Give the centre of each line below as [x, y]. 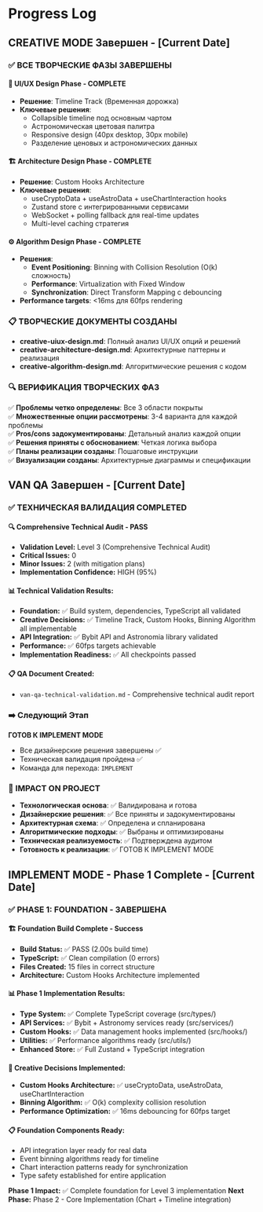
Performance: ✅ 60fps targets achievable [88, 646]
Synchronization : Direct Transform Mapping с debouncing [126, 292]
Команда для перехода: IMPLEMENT [76, 767]
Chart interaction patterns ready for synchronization [104, 1167]
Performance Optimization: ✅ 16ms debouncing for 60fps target [125, 1111]
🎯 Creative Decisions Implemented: [67, 1067]
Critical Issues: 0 [48, 555]
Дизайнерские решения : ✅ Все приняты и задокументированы [127, 815]
